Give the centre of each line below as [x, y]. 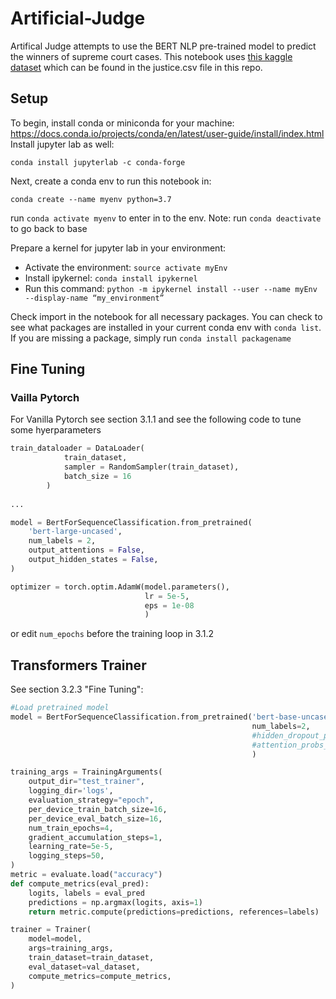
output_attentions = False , [86, 550]
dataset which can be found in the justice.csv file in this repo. [136, 67]
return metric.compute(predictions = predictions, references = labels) [174, 912]
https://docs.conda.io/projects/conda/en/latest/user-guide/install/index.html [167, 133]
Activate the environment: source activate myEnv [126, 267]
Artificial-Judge [78, 18]
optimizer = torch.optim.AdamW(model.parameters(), [120, 587]
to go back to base [49, 228]
